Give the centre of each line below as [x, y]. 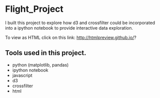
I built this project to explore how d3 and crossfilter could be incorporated [80, 23]
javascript [22, 75]
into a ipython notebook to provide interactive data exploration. [69, 28]
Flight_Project [34, 9]
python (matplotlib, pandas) [40, 65]
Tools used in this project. [46, 53]
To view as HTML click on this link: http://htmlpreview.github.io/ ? [71, 37]
